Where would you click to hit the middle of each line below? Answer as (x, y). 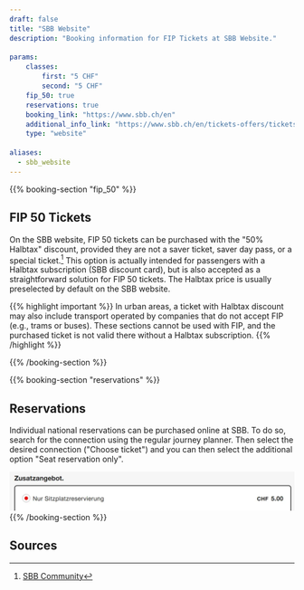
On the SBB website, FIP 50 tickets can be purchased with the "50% (137, 239)
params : (24, 57)
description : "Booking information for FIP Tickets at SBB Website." (143, 38)
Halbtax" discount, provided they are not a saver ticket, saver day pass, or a (151, 249)
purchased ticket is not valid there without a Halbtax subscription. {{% (140, 336)
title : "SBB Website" (50, 29)
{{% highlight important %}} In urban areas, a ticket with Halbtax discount (147, 307)
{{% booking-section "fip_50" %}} (73, 189)
